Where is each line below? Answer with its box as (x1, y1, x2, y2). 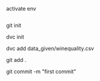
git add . (6, 57, 27, 63)
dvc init (6, 33, 24, 40)
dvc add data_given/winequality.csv (6, 45, 94, 52)
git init (6, 22, 22, 29)
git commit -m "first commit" (6, 68, 76, 75)
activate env (6, 5, 37, 12)
